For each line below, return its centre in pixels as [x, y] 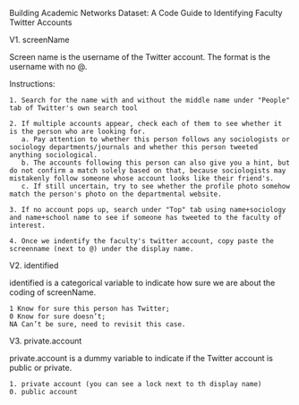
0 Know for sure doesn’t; [57, 316]
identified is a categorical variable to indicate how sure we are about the [142, 283]
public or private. [41, 367]
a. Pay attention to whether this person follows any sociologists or [156, 139]
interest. [28, 225]
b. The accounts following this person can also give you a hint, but [156, 163]
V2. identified [34, 266]
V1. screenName [39, 40]
